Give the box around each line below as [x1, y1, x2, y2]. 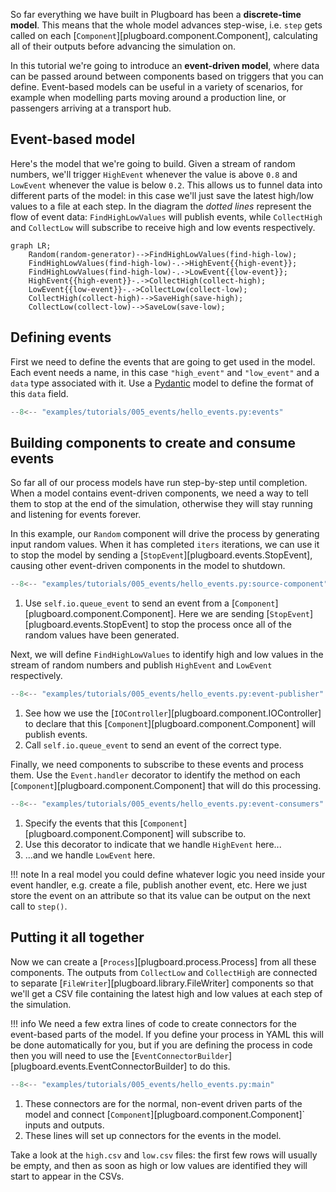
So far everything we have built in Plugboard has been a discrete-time [10, 9, 302, 20]
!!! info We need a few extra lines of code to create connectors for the [10, 1017, 297, 1029]
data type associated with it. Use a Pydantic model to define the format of [10, 377, 314, 389]
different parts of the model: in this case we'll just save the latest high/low [10, 189, 314, 201]
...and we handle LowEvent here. [24, 849, 156, 861]
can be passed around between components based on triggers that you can [10, 70, 324, 82]
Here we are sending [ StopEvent [178, 608, 311, 620]
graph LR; [10, 240, 52, 251]
